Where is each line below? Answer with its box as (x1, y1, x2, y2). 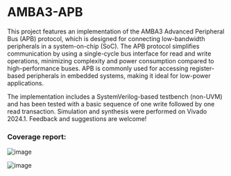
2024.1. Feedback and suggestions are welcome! (7, 114, 147, 122)
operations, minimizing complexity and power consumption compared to (7, 56, 214, 65)
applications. (7, 79, 44, 87)
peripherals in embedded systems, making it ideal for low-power (26, 71, 211, 80)
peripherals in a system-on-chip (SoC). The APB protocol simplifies (7, 42, 200, 50)
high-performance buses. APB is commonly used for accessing (7, 64, 189, 72)
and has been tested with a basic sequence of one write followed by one (7, 99, 215, 108)
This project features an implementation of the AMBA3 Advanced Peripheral (7, 27, 225, 35)
